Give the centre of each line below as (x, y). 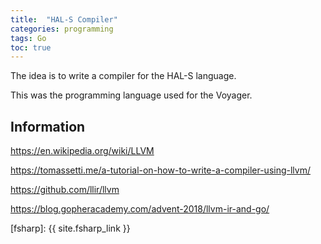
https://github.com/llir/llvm (65, 190)
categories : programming (62, 29)
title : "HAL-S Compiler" (64, 19)
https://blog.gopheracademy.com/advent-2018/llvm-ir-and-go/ (140, 209)
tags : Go (28, 38)
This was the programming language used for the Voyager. (131, 95)
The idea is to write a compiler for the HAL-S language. (123, 76)
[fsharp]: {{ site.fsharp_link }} (70, 228)
